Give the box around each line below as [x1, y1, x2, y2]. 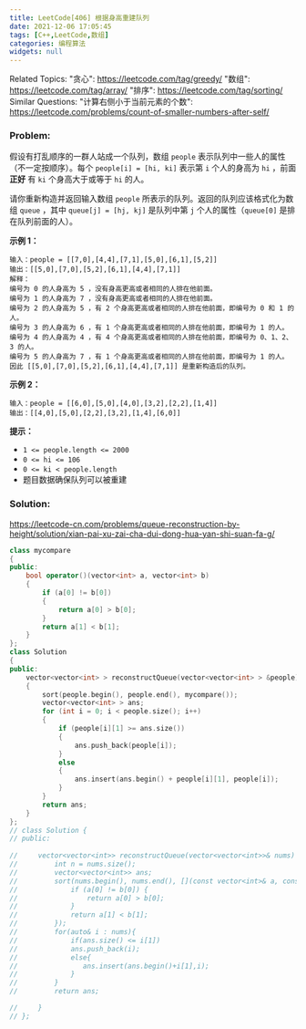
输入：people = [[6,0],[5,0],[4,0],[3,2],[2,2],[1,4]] [9, 399, 218, 409]
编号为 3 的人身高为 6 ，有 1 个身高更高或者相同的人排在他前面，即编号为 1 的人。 [9, 323, 290, 333]
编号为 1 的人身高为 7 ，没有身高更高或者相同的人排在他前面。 [9, 294, 218, 304]
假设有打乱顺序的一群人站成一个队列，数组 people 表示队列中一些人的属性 [9, 151, 286, 162]
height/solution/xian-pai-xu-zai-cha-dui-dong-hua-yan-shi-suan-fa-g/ [9, 528, 275, 539]
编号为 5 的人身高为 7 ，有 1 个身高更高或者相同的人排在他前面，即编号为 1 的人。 [9, 352, 290, 361]
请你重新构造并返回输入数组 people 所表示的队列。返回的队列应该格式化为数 [9, 193, 294, 204]
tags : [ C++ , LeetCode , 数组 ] [9, 30, 109, 39]
